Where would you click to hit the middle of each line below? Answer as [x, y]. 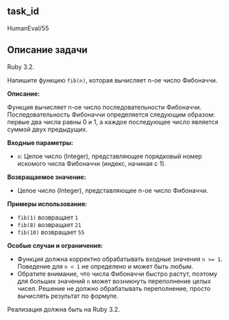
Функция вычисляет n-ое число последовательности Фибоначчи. [104, 107]
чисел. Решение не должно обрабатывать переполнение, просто [114, 288]
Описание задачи [47, 50]
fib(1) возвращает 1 [47, 217]
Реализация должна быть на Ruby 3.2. [64, 309]
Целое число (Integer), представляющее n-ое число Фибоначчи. [113, 190]
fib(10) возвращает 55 [51, 232]
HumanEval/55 [28, 28]
